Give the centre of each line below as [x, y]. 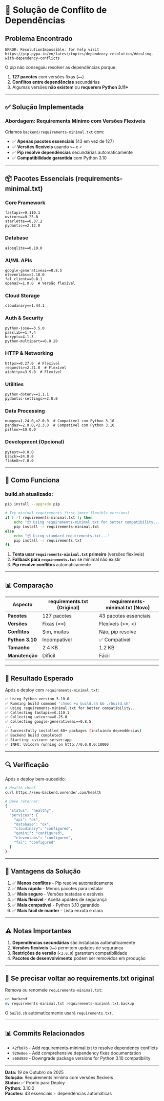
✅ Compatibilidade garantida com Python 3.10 [59, 158]
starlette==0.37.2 [24, 221]
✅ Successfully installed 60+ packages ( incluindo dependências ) [73, 731]
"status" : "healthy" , [31, 810]
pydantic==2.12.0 [23, 226]
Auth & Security [24, 318]
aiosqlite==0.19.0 [24, 248]
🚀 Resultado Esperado [39, 678]
